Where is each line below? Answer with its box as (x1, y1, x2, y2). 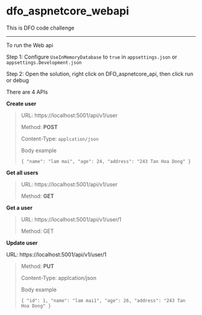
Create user (6, 100, 37, 107)
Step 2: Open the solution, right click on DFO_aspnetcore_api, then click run (6, 70, 194, 77)
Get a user (6, 204, 33, 211)
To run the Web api (6, 41, 54, 49)
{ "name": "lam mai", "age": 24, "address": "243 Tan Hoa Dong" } (20, 158, 191, 164)
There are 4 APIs (6, 88, 48, 95)
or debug (6, 77, 29, 84)
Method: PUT (20, 262, 55, 270)
